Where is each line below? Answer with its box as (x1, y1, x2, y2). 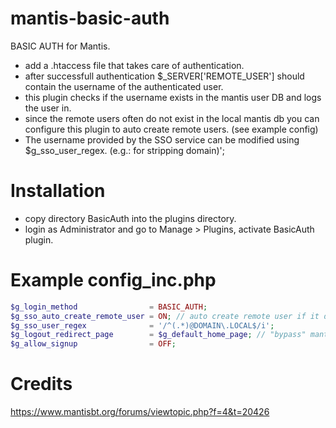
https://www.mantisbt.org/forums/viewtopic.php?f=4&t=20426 (10, 406, 270, 418)
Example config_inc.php (10, 269, 217, 292)
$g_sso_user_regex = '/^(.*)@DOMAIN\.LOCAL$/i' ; (10, 320, 275, 331)
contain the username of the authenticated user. (24, 80, 224, 92)
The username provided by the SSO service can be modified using (24, 133, 300, 146)
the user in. (24, 102, 72, 114)
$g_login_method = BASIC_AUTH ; (10, 302, 208, 312)
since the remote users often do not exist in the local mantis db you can (24, 112, 320, 124)
